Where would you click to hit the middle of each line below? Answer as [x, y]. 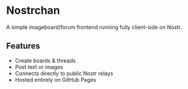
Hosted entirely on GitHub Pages [56, 79]
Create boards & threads [45, 60]
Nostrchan [33, 11]
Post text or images [39, 67]
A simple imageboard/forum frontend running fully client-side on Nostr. [94, 27]
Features [23, 46]
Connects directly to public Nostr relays [64, 73]
